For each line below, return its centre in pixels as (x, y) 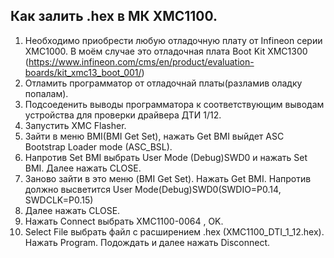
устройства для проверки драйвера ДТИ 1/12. (123, 115)
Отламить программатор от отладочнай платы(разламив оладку (163, 83)
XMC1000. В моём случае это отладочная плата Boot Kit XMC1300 (166, 51)
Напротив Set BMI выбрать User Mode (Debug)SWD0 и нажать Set (166, 157)
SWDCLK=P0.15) (59, 200)
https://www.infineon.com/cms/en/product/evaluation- (141, 61)
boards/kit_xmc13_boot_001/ (83, 72)
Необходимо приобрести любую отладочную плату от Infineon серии (173, 40)
